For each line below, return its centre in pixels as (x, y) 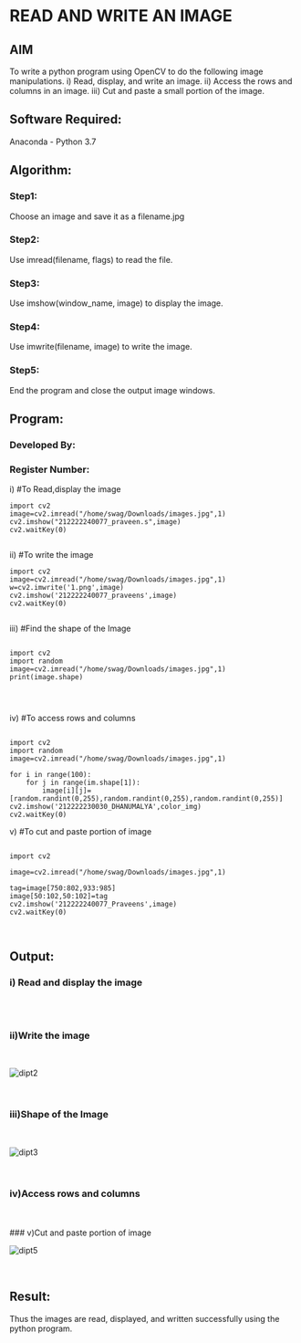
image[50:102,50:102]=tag (58, 897)
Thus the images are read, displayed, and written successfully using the (145, 1318)
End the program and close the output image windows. (113, 390)
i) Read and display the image (76, 982)
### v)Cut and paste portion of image (81, 1233)
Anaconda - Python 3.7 (53, 142)
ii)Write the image (50, 1035)
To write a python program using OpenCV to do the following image (136, 71)
